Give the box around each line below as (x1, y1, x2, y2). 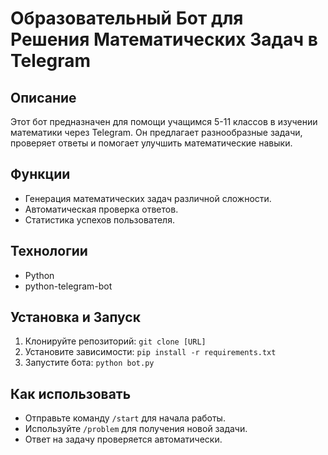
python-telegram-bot (24, 280, 113, 292)
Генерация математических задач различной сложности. (24, 192, 272, 204)
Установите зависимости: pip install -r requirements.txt (24, 346, 277, 358)
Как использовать (10, 385, 132, 402)
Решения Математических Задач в (10, 28, 318, 51)
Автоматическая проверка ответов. (24, 203, 179, 215)
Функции (10, 166, 71, 183)
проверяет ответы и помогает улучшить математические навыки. (10, 137, 293, 149)
